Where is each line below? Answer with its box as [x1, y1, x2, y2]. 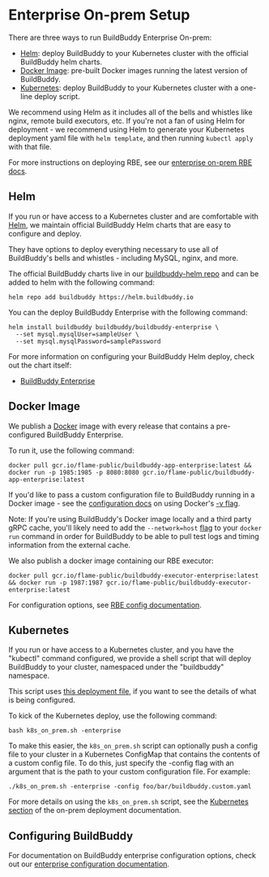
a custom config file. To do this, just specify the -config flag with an [8, 758, 235, 768]
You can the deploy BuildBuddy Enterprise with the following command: [8, 307, 248, 317]
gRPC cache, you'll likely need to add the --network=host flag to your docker [8, 523, 263, 532]
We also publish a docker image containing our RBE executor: [8, 555, 214, 566]
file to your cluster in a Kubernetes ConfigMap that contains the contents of [8, 749, 261, 759]
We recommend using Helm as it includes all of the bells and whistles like [8, 107, 253, 117]
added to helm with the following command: [8, 277, 156, 287]
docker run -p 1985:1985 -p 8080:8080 [8, 468, 139, 476]
